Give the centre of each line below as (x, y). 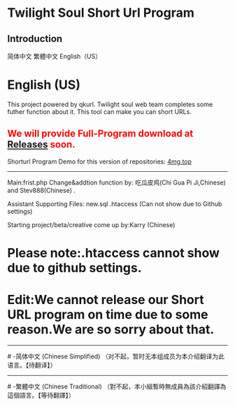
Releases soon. (41, 145)
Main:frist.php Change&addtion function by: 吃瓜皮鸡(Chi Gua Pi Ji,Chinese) (116, 182)
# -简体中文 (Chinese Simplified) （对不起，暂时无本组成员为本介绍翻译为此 (116, 356)
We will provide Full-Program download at (100, 134)
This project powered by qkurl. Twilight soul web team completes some (110, 104)
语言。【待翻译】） (32, 365)
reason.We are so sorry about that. (111, 329)
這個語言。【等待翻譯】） (41, 395)
